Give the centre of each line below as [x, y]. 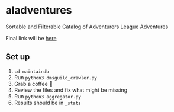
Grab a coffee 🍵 [33, 84]
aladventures [39, 10]
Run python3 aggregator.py [47, 96]
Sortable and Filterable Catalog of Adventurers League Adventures [87, 27]
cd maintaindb [31, 72]
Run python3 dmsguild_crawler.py [55, 77]
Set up [18, 57]
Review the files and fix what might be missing [71, 90]
